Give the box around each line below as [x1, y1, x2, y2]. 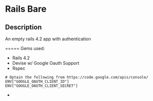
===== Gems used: [5, 46, 45, 51]
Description [5, 23, 42, 31]
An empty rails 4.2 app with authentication [5, 36, 91, 42]
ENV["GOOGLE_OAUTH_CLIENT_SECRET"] [5, 83, 78, 88]
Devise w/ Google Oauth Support [12, 60, 80, 66]
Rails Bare [5, 3, 47, 15]
